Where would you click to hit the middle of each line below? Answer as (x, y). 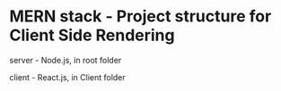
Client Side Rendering (92, 35)
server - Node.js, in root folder (66, 60)
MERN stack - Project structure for (140, 17)
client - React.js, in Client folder (67, 77)
